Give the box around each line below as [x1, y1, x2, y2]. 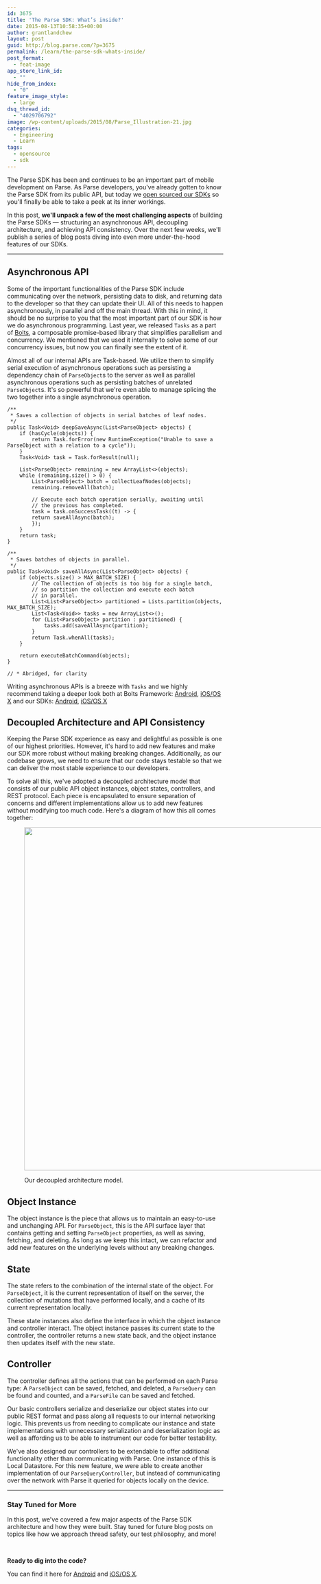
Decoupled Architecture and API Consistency [7, 717, 206, 728]
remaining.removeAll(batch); [32, 484, 115, 491]
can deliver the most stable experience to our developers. [7, 764, 170, 772]
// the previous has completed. [32, 502, 125, 509]
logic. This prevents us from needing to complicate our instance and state [7, 1419, 216, 1428]
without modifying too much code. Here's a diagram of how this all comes [7, 806, 216, 815]
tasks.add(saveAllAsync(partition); [43, 622, 149, 629]
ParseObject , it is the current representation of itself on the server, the [7, 1289, 204, 1297]
